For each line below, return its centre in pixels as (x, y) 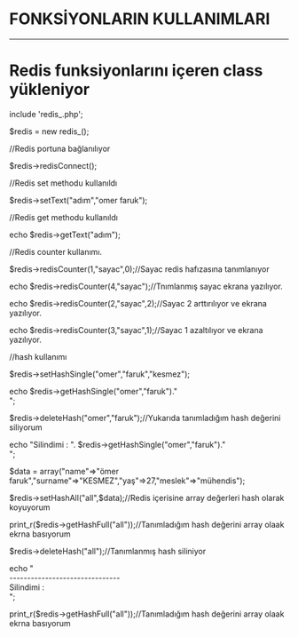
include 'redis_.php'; (46, 114)
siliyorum (26, 427)
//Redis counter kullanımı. (56, 251)
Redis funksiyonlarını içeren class (136, 71)
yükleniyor (50, 90)
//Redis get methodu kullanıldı (63, 217)
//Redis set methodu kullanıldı (63, 183)
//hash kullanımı (38, 356)
